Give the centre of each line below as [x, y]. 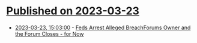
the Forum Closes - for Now [49, 33]
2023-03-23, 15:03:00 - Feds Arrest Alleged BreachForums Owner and [103, 27]
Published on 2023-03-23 [73, 11]
